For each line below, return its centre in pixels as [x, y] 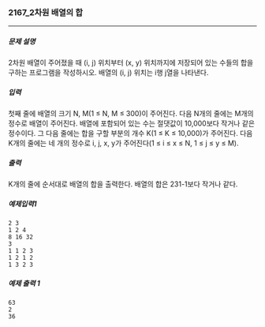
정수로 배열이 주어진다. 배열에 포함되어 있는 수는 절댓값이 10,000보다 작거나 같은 [131, 123]
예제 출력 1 [24, 283]
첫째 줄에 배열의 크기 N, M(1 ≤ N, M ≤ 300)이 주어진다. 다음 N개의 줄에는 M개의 [131, 114]
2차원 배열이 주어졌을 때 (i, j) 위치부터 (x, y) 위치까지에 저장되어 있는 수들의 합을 [131, 63]
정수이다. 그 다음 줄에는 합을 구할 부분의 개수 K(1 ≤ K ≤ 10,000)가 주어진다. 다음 [131, 133]
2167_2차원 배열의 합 [46, 12]
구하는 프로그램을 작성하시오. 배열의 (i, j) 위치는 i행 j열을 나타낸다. [108, 73]
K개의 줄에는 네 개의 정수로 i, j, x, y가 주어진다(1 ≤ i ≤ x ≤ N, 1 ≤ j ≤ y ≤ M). [123, 143]
